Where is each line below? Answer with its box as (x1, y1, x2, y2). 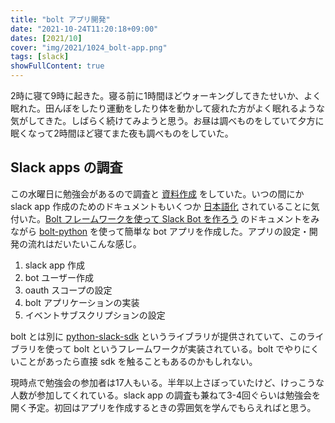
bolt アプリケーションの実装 (24, 296, 140, 308)
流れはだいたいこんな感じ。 (27, 237, 142, 250)
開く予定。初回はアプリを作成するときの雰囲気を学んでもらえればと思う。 (10, 401, 317, 413)
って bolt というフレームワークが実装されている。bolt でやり (53, 342, 303, 355)
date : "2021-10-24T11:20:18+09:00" (10, 24, 159, 34)
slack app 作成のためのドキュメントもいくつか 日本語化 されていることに (10, 200, 312, 212)
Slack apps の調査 (10, 159, 123, 176)
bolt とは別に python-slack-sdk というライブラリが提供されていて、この (10, 330, 307, 342)
